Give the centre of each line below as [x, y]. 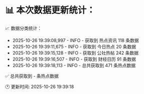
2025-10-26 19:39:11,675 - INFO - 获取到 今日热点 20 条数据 [74, 46]
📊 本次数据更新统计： [50, 10]
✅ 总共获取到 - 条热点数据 [32, 76]
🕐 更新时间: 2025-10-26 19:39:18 [40, 86]
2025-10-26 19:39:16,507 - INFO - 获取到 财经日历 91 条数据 [74, 59]
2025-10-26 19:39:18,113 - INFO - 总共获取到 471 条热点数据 [74, 65]
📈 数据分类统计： [23, 28]
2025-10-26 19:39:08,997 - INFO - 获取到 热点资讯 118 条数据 [76, 40]
